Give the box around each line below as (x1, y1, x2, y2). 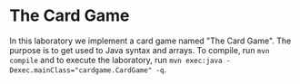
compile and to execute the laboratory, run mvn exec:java (9, 54, 223, 65)
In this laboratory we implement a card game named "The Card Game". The (9, 35, 292, 46)
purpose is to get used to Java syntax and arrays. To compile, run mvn (9, 44, 270, 55)
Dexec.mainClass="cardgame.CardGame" (9, 65, 153, 75)
